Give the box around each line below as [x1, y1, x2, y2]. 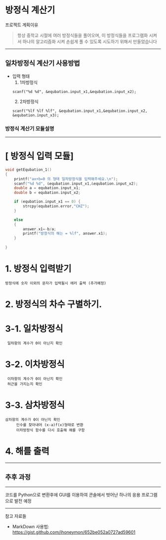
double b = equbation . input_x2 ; [14, 190, 81, 196]
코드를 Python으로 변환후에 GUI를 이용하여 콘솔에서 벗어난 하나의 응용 [5, 491, 141, 497]
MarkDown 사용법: [12, 523, 49, 530]
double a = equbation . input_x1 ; [14, 186, 81, 191]
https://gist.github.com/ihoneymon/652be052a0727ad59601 [12, 529, 136, 535]
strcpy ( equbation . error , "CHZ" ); [23, 204, 90, 209]
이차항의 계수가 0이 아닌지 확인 [7, 376, 63, 381]
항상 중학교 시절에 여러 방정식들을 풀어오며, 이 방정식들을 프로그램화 [17, 32, 148, 38]
